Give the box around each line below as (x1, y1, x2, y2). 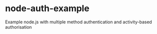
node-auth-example (5, 3, 90, 14)
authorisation (5, 24, 32, 30)
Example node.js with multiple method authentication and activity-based (5, 19, 152, 25)
